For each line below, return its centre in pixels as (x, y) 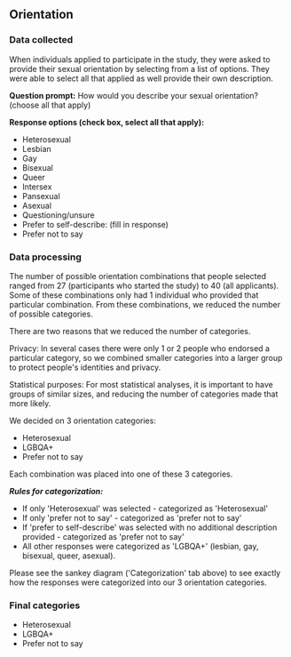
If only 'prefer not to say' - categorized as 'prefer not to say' (132, 517)
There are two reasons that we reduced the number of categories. (130, 331)
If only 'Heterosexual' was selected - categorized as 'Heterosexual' (145, 508)
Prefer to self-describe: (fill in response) (95, 224)
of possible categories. (51, 314)
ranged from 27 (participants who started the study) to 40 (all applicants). (144, 285)
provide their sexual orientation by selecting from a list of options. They (140, 68)
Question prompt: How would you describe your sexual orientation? (134, 95)
